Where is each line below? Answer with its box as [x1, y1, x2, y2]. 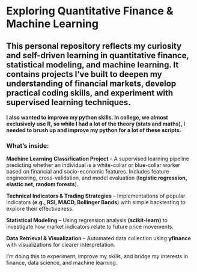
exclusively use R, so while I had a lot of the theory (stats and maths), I [6, 120, 185, 127]
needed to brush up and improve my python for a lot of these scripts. [6, 127, 181, 134]
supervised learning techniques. [6, 97, 131, 107]
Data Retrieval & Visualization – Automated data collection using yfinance [6, 235, 191, 242]
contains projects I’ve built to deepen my [6, 69, 162, 79]
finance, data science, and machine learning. [6, 259, 118, 267]
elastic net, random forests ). [6, 181, 79, 188]
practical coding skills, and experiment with [6, 88, 174, 98]
